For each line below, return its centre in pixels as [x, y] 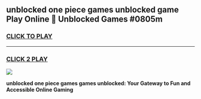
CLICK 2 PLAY [27, 59]
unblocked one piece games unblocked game [93, 10]
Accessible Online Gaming [40, 89]
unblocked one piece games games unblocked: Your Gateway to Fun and [98, 83]
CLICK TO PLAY [29, 37]
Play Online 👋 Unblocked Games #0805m [84, 19]
